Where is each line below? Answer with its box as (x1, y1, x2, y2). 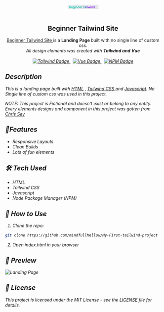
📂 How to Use (5, 210, 47, 218)
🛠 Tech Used (5, 164, 47, 172)
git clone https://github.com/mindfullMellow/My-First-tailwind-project (5, 233, 158, 238)
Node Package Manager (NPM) (12, 195, 77, 201)
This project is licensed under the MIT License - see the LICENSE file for (5, 297, 152, 303)
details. (5, 302, 20, 308)
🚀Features (5, 126, 38, 134)
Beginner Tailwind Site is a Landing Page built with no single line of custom (6, 37, 160, 43)
